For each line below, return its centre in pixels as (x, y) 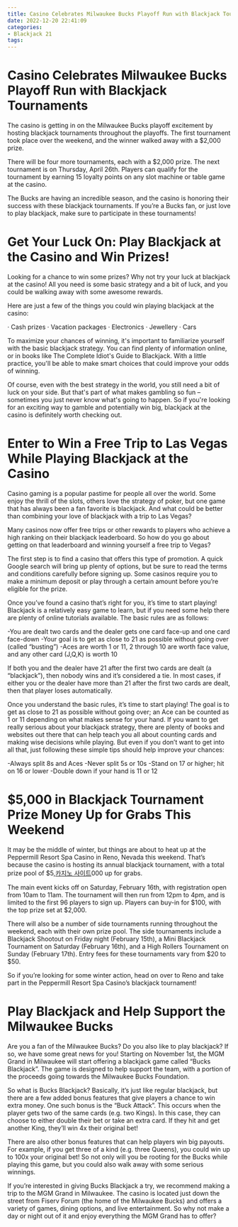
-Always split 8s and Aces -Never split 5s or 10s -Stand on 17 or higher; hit (116, 763)
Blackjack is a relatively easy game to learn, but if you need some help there (119, 610)
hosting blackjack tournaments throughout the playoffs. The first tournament (119, 133)
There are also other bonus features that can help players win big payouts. (116, 1142)
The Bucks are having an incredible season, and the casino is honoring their (118, 198)
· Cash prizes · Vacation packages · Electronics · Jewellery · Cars (102, 327)
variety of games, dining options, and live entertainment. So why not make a (118, 1208)
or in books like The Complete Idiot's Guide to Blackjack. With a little (107, 356)
